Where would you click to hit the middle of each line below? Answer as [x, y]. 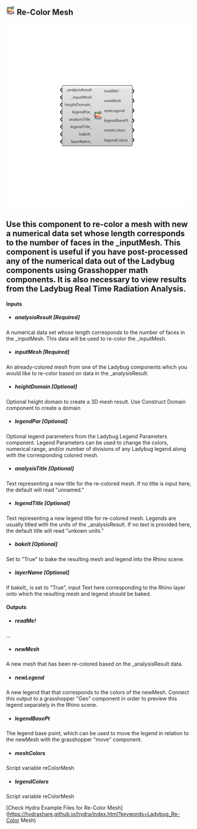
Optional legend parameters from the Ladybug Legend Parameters [87, 436]
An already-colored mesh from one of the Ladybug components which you [97, 367]
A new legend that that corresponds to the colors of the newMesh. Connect [98, 692]
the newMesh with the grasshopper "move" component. [74, 740]
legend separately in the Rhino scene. [52, 705]
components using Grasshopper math [77, 271]
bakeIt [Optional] [36, 544]
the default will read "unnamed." [45, 490]
